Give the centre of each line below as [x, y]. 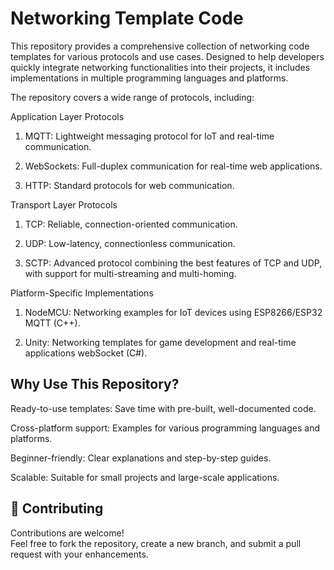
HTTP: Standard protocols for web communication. [129, 185]
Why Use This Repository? [95, 384]
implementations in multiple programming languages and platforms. [149, 78]
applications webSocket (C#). [86, 353]
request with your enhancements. [79, 554]
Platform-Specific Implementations [82, 293]
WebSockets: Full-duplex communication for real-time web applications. [173, 166]
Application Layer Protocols [67, 116]
